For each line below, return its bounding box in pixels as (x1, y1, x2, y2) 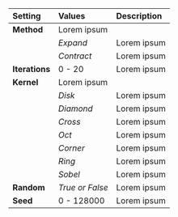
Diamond (57, 103, 93, 114)
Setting (12, 11, 41, 21)
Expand (57, 37, 87, 48)
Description (116, 11, 163, 21)
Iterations (12, 64, 51, 74)
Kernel (12, 77, 39, 87)
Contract (57, 50, 92, 62)
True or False (57, 182, 109, 193)
